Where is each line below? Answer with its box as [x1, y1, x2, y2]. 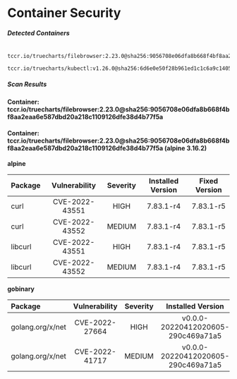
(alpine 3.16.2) [164, 143, 207, 152]
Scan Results [7, 80, 47, 88]
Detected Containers [7, 28, 71, 37]
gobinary [7, 284, 35, 294]
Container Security [7, 5, 121, 21]
